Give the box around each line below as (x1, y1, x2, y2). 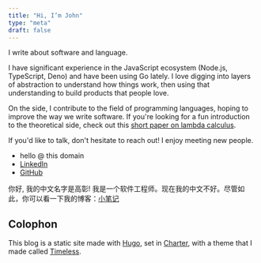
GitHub (19, 167, 43, 178)
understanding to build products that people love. (8, 88, 169, 98)
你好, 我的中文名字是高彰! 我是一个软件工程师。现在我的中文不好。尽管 (8, 184, 238, 193)
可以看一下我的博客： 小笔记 (28, 194, 119, 204)
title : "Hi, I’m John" (8, 11, 83, 20)
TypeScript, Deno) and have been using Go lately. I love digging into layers (8, 72, 252, 81)
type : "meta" (8, 19, 51, 27)
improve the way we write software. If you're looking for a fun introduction (8, 112, 251, 122)
